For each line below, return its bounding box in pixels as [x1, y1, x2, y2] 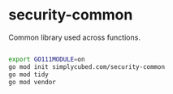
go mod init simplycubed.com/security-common [8, 62, 165, 70]
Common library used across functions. [8, 32, 141, 42]
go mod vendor [8, 78, 57, 86]
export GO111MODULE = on [8, 55, 85, 63]
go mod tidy [8, 70, 49, 79]
